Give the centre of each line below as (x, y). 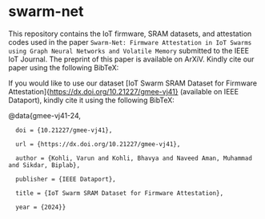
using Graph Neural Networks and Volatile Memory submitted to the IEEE (129, 50)
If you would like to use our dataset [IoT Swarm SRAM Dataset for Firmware (133, 83)
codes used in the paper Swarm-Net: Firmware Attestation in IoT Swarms (130, 42)
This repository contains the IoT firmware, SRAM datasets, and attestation (130, 34)
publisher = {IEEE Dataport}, (66, 179)
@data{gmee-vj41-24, (45, 115)
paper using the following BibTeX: (64, 67)
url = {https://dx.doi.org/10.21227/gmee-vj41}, (98, 144)
